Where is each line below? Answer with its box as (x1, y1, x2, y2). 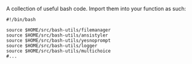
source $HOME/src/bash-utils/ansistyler (6, 32, 109, 38)
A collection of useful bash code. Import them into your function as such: (6, 5, 187, 12)
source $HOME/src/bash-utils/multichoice (6, 48, 111, 54)
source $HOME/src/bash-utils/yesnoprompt (6, 38, 111, 44)
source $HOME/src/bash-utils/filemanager (6, 27, 111, 33)
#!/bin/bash (6, 17, 36, 23)
